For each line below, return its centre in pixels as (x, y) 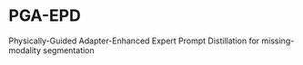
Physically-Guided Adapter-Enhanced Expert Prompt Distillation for (134, 41)
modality (25, 50)
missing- (278, 41)
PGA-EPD (45, 16)
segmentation (69, 50)
